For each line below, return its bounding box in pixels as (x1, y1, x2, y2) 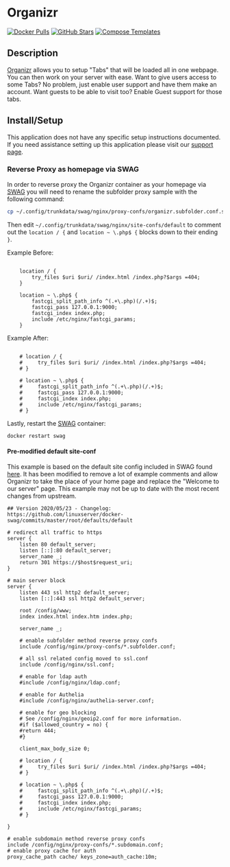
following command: (7, 194, 65, 203)
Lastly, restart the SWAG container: (7, 419, 106, 427)
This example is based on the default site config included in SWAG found (7, 462, 213, 471)
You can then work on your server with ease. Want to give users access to (7, 73, 217, 81)
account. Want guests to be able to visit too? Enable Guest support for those (7, 87, 222, 95)
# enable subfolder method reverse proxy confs (19, 637, 157, 644)
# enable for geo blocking (19, 709, 97, 716)
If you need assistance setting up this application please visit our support (7, 140, 214, 148)
